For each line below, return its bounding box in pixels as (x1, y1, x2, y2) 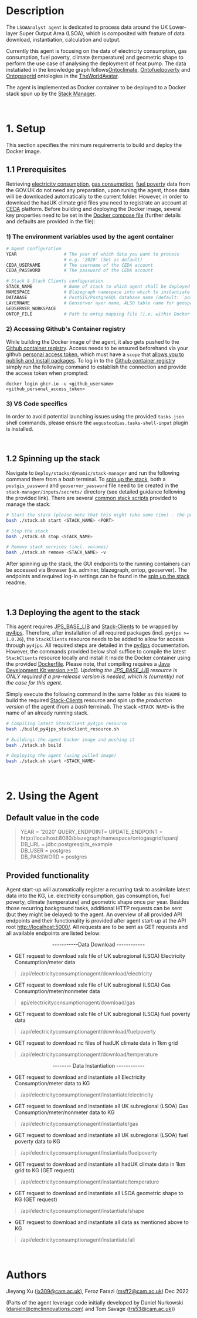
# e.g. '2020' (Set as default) (63, 257, 143, 263)
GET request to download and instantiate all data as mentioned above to (14, 1219, 189, 1226)
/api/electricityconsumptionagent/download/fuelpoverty (20, 1028, 157, 1035)
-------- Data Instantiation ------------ (52, 1062, 145, 1069)
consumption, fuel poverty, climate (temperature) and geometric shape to (6, 53, 184, 61)
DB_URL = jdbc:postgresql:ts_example (20, 841, 113, 848)
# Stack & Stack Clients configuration (6, 278, 104, 284)
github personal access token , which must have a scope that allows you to (6, 351, 185, 358)
